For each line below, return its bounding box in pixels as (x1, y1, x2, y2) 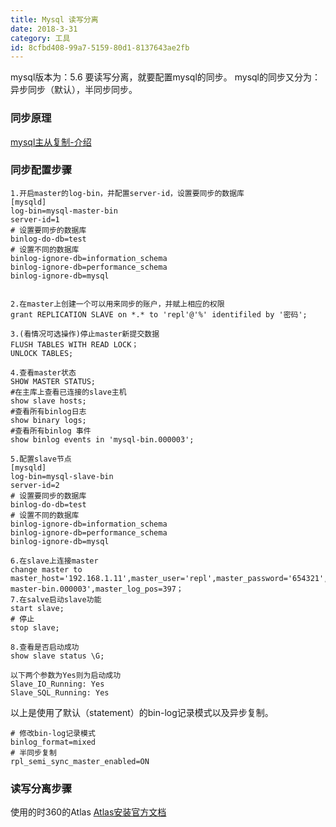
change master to (10, 564, 83, 575)
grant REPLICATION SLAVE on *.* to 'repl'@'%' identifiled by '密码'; (10, 309, 308, 320)
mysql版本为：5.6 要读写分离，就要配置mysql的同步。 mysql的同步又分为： (10, 71, 322, 83)
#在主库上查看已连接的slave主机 (10, 387, 127, 397)
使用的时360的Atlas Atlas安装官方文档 (10, 806, 167, 818)
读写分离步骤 (10, 781, 73, 795)
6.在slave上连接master (10, 556, 99, 566)
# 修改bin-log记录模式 (10, 728, 96, 738)
